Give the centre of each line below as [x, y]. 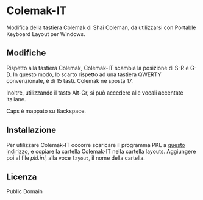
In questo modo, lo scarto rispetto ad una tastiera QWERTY [87, 74]
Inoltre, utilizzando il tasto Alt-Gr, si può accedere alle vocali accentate [95, 93]
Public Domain [24, 191]
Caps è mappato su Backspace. [46, 111]
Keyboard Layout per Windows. [46, 34]
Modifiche [26, 53]
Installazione [31, 130]
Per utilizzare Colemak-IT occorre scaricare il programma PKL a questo [96, 145]
